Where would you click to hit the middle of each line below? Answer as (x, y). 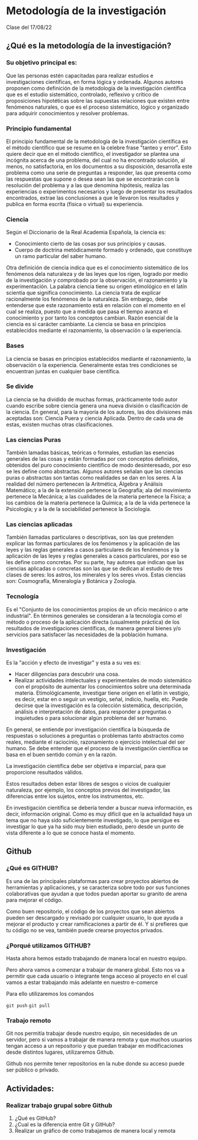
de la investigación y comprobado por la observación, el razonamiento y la (97, 280)
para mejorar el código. (35, 900)
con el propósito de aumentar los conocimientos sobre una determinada (103, 687)
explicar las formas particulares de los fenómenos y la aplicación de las (93, 543)
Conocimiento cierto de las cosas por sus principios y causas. (90, 244)
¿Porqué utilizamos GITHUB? (48, 945)
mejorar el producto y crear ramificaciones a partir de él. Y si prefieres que (97, 924)
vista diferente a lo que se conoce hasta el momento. (71, 833)
